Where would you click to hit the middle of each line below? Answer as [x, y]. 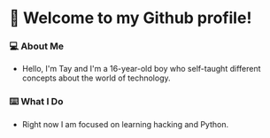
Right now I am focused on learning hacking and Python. [125, 124]
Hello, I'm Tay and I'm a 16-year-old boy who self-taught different [141, 69]
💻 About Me [37, 46]
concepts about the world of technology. [96, 78]
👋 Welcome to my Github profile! [131, 18]
